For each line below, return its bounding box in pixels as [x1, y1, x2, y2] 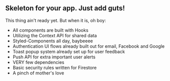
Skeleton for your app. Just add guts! [5, 4, 125, 13]
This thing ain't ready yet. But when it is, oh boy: [5, 17, 107, 23]
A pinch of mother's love [12, 70, 64, 76]
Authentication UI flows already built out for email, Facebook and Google [12, 43, 165, 49]
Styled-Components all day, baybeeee [12, 38, 93, 44]
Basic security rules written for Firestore [12, 64, 97, 70]
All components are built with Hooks [12, 27, 89, 33]
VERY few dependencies [12, 59, 64, 65]
